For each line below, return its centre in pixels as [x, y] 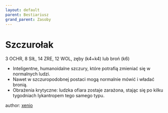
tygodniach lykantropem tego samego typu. [59, 96]
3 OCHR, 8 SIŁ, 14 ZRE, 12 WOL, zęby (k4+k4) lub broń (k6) [67, 59]
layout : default [22, 10]
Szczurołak [30, 45]
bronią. [20, 85]
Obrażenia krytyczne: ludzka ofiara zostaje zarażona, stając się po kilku [88, 90]
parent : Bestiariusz [27, 15]
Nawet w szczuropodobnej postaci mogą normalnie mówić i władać [83, 79]
